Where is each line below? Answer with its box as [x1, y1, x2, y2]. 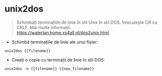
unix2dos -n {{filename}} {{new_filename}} [4, 66, 95, 71]
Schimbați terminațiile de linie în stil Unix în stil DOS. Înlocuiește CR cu [16, 19, 158, 25]
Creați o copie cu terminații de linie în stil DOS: [11, 57, 105, 62]
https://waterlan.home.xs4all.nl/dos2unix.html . [16, 30, 110, 35]
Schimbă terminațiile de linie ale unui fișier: [11, 39, 98, 45]
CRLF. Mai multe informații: [16, 24, 71, 30]
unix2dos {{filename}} [4, 48, 51, 53]
